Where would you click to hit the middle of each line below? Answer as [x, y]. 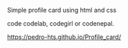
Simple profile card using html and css [62, 10]
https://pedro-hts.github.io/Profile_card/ [64, 37]
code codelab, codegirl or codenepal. [61, 23]
